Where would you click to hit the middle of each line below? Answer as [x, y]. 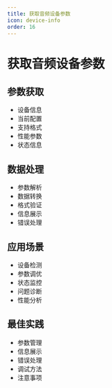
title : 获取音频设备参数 [39, 14]
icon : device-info [34, 20]
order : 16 [22, 27]
